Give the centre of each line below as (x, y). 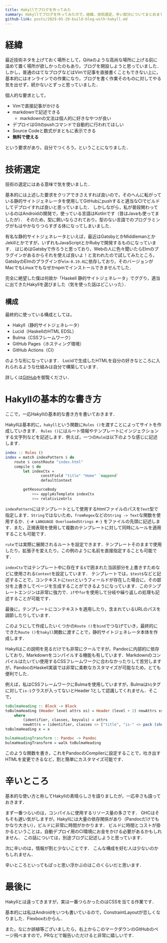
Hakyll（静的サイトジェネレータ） (47, 325)
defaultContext (56, 481)
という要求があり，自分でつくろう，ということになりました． (68, 148)
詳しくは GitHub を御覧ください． (39, 377)
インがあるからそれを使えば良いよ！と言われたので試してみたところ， (85, 255)
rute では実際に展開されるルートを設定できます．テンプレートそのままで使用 (83, 544)
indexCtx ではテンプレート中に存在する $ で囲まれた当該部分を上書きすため (81, 567)
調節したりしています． (29, 615)
